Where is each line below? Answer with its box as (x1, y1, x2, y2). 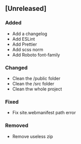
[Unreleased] (5, 4, 47, 13)
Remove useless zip (12, 133, 53, 139)
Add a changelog (12, 30, 47, 37)
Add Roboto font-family (12, 52, 60, 58)
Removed (5, 122, 29, 129)
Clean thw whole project (12, 86, 62, 92)
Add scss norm (12, 46, 43, 52)
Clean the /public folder (12, 75, 61, 81)
